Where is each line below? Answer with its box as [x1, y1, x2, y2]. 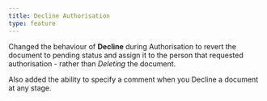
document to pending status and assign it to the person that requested [8, 50, 244, 60]
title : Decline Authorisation [8, 11, 111, 20]
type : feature [8, 19, 57, 27]
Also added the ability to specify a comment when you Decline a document [8, 74, 259, 84]
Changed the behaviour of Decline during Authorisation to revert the [8, 41, 237, 51]
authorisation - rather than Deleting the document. [8, 58, 176, 69]
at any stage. [8, 82, 52, 93]
